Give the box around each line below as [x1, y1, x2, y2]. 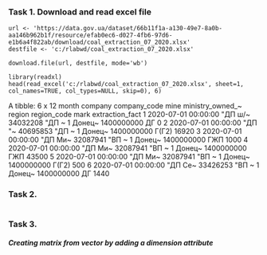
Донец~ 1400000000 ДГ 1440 [8, 169, 110, 178]
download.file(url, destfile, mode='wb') [8, 59, 148, 68]
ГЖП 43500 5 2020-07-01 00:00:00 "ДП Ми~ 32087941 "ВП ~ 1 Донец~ [8, 152, 250, 162]
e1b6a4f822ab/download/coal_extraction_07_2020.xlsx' [8, 38, 191, 46]
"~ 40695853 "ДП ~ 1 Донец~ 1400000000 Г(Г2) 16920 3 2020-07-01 [8, 127, 242, 136]
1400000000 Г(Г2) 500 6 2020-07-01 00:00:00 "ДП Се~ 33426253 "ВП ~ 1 [8, 160, 260, 170]
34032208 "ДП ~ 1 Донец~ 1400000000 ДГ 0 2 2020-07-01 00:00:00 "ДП [8, 118, 257, 127]
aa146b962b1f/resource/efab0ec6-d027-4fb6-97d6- [8, 31, 173, 40]
